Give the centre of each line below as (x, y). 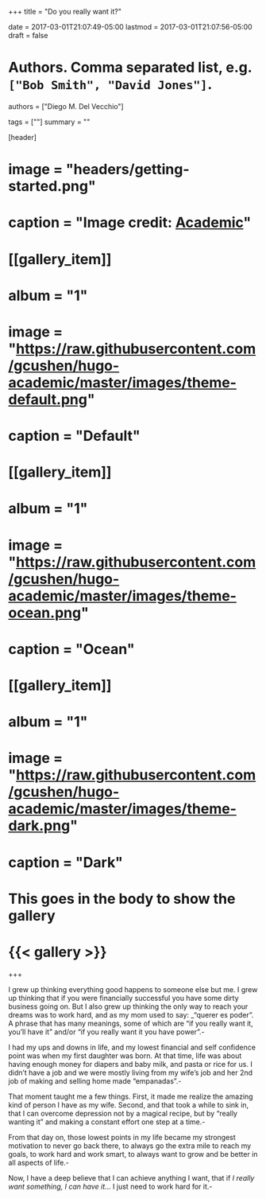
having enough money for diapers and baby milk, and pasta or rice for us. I (130, 1064)
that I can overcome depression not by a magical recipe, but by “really (123, 1113)
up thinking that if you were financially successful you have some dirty (124, 998)
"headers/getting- (128, 169)
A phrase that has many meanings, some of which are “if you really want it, (131, 1023)
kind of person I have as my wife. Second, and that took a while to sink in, (129, 1104)
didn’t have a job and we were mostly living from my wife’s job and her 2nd (130, 1072)
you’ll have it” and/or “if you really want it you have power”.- (106, 1032)
